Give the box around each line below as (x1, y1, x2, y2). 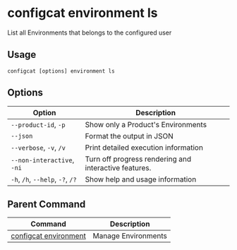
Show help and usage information (85, 174, 197, 184)
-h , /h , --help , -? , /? (11, 174, 77, 184)
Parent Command (7, 198, 86, 210)
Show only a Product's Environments (85, 119, 207, 129)
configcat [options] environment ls (7, 67, 115, 75)
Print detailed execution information (85, 143, 203, 153)
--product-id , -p (11, 119, 66, 129)
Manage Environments (92, 231, 167, 241)
